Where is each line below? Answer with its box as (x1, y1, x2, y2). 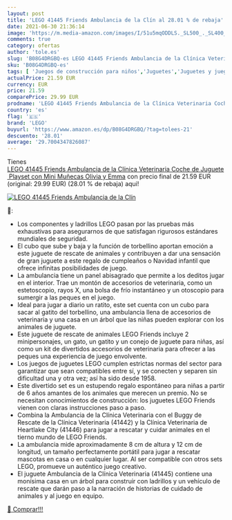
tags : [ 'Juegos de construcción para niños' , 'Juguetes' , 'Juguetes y (7, 68, 212, 75)
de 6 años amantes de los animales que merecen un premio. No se (17, 389, 208, 398)
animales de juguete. (17, 323, 77, 331)
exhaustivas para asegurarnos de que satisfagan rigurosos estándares (17, 228, 218, 236)
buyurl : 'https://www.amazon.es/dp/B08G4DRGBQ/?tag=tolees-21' (7, 126, 193, 133)
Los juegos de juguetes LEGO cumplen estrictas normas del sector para (17, 360, 222, 368)
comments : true (7, 36, 51, 43)
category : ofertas (7, 42, 60, 49)
